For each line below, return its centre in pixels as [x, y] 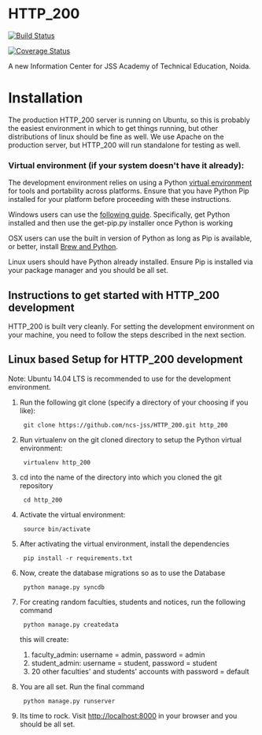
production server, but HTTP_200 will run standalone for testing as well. [125, 145]
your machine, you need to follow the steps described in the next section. [127, 334]
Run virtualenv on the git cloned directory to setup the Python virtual [131, 439]
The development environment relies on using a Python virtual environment [130, 183]
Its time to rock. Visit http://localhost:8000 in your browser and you [128, 715]
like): [28, 410]
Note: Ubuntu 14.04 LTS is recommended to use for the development [120, 379]
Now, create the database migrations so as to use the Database [122, 573]
